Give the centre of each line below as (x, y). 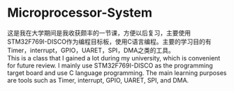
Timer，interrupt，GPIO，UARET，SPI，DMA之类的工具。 (91, 50)
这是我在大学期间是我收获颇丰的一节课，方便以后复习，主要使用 (99, 33)
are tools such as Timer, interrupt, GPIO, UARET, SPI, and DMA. (98, 80)
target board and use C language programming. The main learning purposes (117, 73)
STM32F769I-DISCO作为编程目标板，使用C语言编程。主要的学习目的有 (109, 41)
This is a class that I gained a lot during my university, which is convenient (114, 58)
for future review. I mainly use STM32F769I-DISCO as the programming (110, 65)
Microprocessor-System (80, 13)
